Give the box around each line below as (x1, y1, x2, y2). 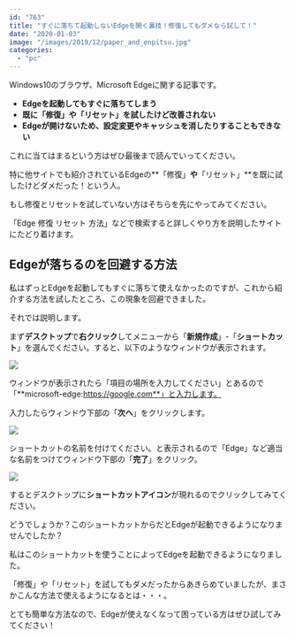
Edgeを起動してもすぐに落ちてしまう (21, 98, 157, 109)
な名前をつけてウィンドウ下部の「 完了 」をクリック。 (9, 453, 202, 465)
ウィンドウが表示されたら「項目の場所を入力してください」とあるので (9, 377, 265, 388)
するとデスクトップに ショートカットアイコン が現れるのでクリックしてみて (9, 488, 280, 500)
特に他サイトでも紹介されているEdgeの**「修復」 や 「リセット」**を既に (9, 169, 276, 180)
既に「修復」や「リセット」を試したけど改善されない (21, 110, 216, 119)
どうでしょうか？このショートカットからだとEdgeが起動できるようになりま (9, 519, 284, 529)
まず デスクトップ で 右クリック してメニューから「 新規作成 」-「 (9, 331, 238, 342)
